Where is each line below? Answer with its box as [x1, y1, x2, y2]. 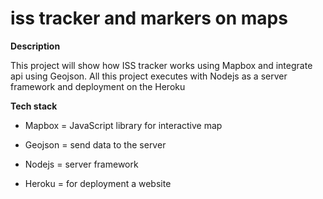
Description [10, 40, 61, 52]
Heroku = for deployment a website [24, 177, 172, 189]
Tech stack [10, 100, 58, 112]
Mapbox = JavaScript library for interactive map [24, 119, 223, 131]
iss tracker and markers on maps [10, 7, 288, 30]
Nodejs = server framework [24, 158, 139, 170]
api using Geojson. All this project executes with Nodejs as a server [10, 70, 288, 82]
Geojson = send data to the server [24, 138, 167, 151]
